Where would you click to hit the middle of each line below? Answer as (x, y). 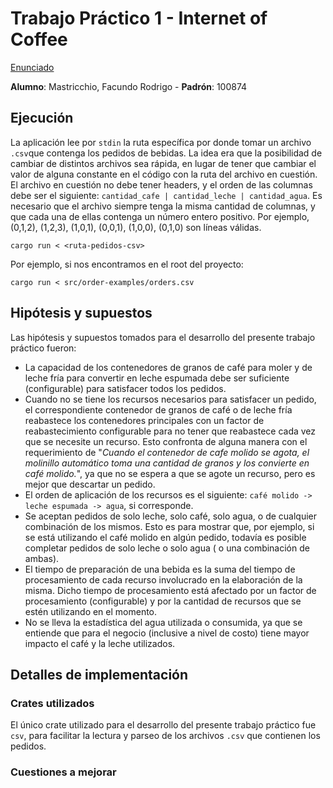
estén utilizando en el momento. (91, 611)
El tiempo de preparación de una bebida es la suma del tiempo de (160, 569)
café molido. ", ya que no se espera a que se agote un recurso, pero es (170, 473)
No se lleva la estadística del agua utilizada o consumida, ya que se (163, 622)
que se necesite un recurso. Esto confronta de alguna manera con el (166, 441)
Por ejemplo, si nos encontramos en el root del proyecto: (127, 264)
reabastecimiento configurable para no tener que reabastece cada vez (170, 431)
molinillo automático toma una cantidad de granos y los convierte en (167, 463)
